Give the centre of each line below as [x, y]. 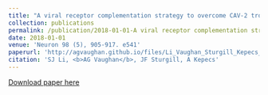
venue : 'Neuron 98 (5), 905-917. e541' [75, 45]
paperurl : [25, 52]
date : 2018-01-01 [37, 38]
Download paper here [44, 82]
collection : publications [51, 23]
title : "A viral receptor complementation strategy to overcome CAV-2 [128, 15]
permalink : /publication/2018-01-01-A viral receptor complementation [128, 30]
